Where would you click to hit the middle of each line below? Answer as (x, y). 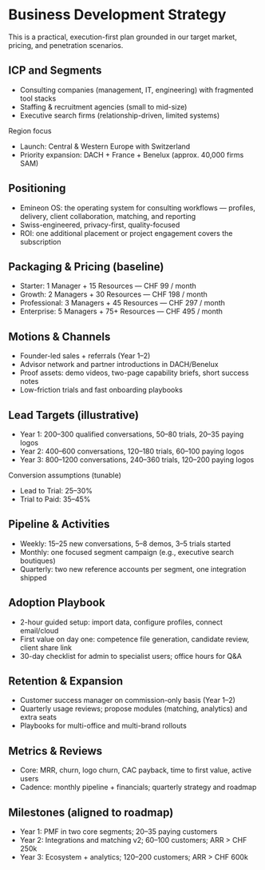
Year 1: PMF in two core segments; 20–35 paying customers (119, 832)
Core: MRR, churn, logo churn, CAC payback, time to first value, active (136, 770)
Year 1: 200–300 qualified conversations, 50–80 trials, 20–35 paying (132, 434)
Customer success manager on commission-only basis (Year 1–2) (127, 700)
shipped (33, 577)
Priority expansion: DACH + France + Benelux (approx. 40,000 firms (132, 154)
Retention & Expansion (66, 681)
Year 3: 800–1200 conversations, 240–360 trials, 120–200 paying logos (137, 460)
